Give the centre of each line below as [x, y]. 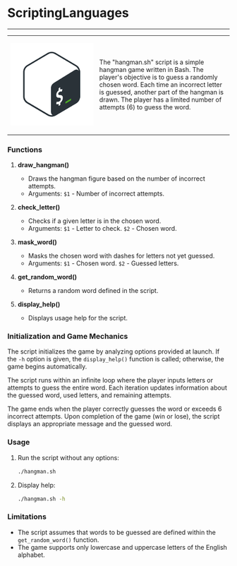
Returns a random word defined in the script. [93, 291]
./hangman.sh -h [41, 499]
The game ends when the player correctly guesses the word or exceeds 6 [115, 409]
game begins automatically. [47, 367]
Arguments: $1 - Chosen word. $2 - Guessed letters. [103, 263]
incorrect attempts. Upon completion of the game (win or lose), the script [114, 416]
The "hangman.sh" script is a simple [152, 62]
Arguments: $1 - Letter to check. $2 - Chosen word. [103, 229]
